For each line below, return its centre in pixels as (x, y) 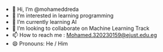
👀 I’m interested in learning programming (62, 16)
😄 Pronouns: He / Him (40, 44)
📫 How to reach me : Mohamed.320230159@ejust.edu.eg (84, 35)
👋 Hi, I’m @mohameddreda (45, 9)
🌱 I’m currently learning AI (44, 22)
